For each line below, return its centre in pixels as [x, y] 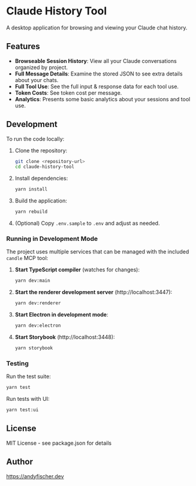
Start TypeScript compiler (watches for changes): [77, 270]
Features [23, 46]
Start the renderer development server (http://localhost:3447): [94, 292]
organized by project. [41, 67]
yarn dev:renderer [38, 303]
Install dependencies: [41, 179]
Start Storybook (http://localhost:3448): [65, 337]
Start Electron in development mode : [61, 315]
